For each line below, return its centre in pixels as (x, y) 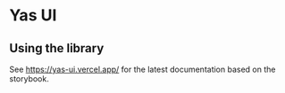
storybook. (29, 79)
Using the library (57, 48)
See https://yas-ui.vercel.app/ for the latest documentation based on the (142, 69)
